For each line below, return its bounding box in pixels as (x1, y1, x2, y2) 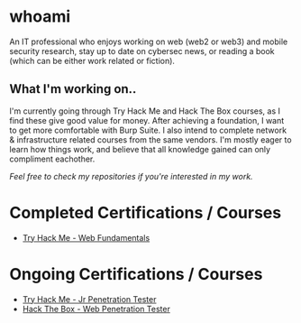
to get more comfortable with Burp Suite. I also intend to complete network (9, 125, 287, 135)
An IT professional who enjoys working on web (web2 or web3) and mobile (9, 36, 288, 47)
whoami (9, 6, 71, 27)
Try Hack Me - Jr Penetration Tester (22, 293, 157, 304)
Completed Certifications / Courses (9, 202, 282, 223)
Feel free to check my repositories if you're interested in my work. (9, 171, 254, 181)
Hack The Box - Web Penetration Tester (22, 303, 171, 314)
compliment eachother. (9, 153, 96, 164)
